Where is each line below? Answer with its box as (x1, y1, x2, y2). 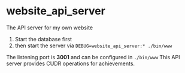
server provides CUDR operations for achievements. (6, 60, 135, 67)
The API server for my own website (6, 24, 93, 31)
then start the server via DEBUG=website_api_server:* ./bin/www (14, 42, 172, 49)
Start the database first (14, 35, 72, 42)
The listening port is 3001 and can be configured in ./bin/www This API (6, 53, 180, 60)
